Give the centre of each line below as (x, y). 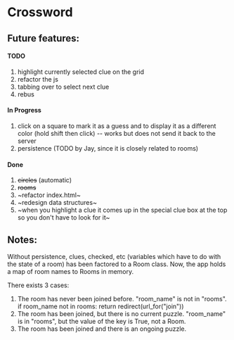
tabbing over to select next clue (63, 87)
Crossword (40, 12)
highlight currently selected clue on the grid (81, 72)
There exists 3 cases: (38, 285)
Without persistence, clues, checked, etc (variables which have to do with (114, 257)
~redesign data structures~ (57, 203)
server (27, 141)
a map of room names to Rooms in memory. (71, 271)
